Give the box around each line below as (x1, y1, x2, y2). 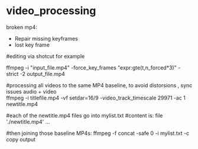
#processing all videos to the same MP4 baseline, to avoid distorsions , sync (6, 81, 193, 89)
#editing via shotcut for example (6, 52, 85, 59)
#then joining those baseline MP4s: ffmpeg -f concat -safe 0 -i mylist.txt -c (6, 130, 190, 137)
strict (6, 70, 19, 77)
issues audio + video (6, 88, 57, 95)
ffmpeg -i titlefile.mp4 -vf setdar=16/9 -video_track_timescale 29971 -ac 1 (6, 94, 186, 101)
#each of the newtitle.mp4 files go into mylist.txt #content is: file (6, 112, 163, 119)
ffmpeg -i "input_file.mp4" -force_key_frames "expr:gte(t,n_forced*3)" (6, 64, 177, 71)
